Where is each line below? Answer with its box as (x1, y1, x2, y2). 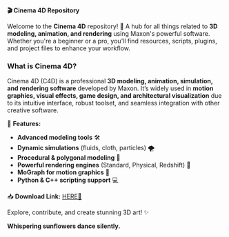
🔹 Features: (7, 120, 41, 128)
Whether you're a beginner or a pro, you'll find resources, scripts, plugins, (7, 37, 217, 45)
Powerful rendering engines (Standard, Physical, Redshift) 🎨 (17, 161, 191, 169)
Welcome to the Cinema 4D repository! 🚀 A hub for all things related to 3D (7, 22, 218, 30)
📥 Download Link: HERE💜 (7, 192, 82, 200)
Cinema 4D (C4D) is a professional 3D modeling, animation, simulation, (7, 77, 213, 85)
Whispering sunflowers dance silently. (7, 222, 121, 230)
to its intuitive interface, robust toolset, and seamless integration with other (7, 99, 220, 107)
